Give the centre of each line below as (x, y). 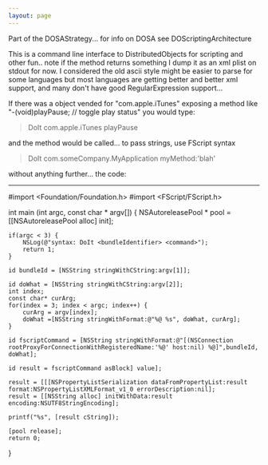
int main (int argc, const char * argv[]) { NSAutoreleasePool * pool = (120, 212)
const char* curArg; (43, 298)
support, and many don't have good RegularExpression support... (116, 88)
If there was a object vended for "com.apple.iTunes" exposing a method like (133, 103)
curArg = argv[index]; (60, 312)
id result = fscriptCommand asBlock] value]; (85, 368)
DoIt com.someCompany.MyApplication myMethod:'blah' (122, 158)
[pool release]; (35, 431)
